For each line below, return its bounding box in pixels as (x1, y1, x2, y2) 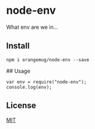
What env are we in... (6, 23, 59, 31)
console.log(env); (6, 84, 52, 90)
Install (6, 41, 30, 51)
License (6, 100, 36, 111)
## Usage (6, 67, 31, 74)
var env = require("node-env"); (6, 79, 87, 85)
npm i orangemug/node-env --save (6, 56, 90, 63)
